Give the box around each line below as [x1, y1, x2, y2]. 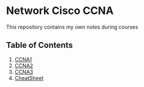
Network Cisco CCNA [6, 4, 114, 18]
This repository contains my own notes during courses [6, 23, 138, 30]
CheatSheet [14, 74, 44, 81]
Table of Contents [6, 40, 73, 50]
